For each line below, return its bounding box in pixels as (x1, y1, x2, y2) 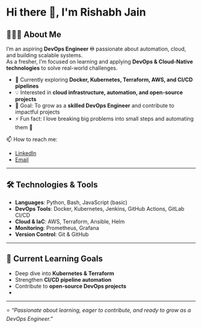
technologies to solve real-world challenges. (6, 64, 118, 71)
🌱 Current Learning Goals (6, 254, 103, 264)
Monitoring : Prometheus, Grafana (14, 224, 99, 231)
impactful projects (14, 108, 60, 115)
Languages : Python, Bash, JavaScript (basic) (14, 198, 128, 206)
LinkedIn (14, 150, 37, 157)
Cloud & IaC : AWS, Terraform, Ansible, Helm (14, 217, 125, 225)
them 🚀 (14, 124, 33, 131)
